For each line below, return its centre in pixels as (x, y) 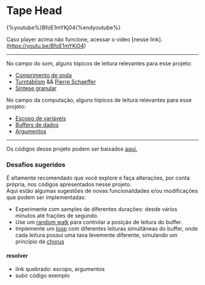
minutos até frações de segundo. (57, 216)
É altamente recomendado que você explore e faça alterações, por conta (98, 178)
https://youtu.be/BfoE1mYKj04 (46, 46)
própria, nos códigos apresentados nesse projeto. (69, 184)
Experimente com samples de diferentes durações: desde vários (96, 209)
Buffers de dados (37, 124)
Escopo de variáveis (41, 118)
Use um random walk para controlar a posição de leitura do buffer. (99, 222)
